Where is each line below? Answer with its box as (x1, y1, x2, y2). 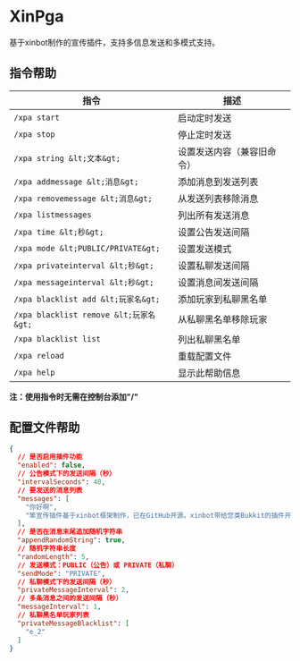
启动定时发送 (177, 112, 232, 124)
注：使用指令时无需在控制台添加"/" (9, 391, 138, 402)
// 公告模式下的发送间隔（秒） (17, 470, 116, 479)
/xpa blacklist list (13, 334, 101, 343)
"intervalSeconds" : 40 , (17, 478, 105, 487)
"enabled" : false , (17, 461, 87, 470)
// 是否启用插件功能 (17, 453, 83, 462)
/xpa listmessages (13, 209, 92, 220)
